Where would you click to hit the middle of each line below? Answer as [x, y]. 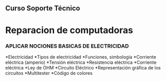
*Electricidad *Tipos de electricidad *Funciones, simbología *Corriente [81, 57]
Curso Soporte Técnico [43, 8]
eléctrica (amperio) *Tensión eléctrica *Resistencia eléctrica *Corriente [81, 62]
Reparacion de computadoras [69, 30]
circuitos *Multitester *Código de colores [49, 73]
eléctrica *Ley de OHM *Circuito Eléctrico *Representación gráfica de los [83, 67]
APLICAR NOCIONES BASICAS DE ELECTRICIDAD [67, 46]
